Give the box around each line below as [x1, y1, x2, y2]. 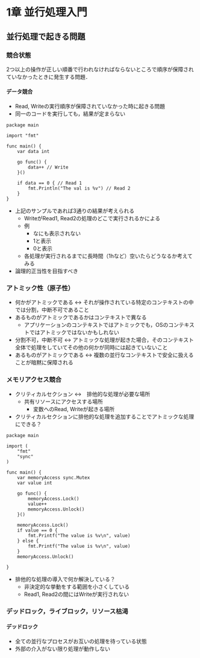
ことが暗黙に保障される [14, 359, 73, 366]
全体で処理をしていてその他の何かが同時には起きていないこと [14, 344, 168, 351]
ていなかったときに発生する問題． [6, 73, 91, 80]
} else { [17, 538, 39, 544]
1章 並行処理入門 [6, 5, 87, 19]
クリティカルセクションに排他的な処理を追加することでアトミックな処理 [14, 413, 195, 420]
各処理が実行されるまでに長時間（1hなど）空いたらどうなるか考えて [23, 252, 193, 259]
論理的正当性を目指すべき [14, 267, 78, 275]
